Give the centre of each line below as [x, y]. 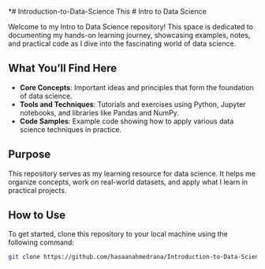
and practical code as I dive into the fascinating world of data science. [122, 44]
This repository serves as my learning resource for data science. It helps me [132, 173]
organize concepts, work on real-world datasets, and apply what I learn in [128, 182]
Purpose [30, 155]
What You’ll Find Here [62, 68]
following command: [41, 242]
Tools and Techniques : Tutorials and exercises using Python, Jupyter [132, 104]
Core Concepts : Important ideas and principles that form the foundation [136, 87]
